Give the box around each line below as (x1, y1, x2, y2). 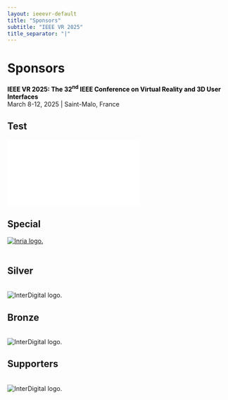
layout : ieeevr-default (7, 10, 77, 18)
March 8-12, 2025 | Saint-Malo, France (7, 99, 120, 108)
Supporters (7, 358, 58, 370)
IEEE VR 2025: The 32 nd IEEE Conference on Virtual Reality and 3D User (7, 84, 222, 93)
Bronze (7, 311, 40, 323)
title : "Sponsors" (7, 17, 61, 24)
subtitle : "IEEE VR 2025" (7, 23, 83, 30)
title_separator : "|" (7, 30, 71, 37)
